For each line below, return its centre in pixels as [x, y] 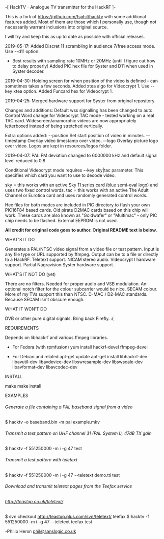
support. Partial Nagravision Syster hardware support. [60, 265]
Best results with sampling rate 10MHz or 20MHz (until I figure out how [84, 61]
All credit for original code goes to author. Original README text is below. [81, 230]
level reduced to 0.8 [25, 161]
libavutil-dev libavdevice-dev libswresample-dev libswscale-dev [78, 362]
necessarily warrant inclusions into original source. [56, 27]
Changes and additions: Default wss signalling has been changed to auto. [79, 110]
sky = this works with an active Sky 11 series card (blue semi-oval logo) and [82, 185]
